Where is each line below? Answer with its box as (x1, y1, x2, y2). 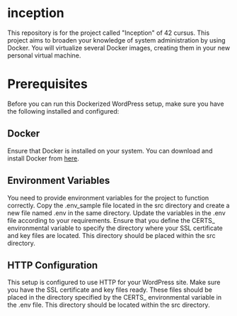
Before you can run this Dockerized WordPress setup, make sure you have (7, 99, 224, 108)
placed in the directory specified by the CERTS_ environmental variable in (7, 293, 221, 302)
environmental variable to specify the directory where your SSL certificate (7, 224, 223, 232)
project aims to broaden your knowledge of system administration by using (7, 36, 226, 44)
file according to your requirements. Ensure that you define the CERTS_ (7, 216, 216, 224)
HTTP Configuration (7, 259, 98, 271)
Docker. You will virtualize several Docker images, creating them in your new (7, 43, 231, 52)
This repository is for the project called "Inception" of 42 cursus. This (7, 28, 210, 37)
